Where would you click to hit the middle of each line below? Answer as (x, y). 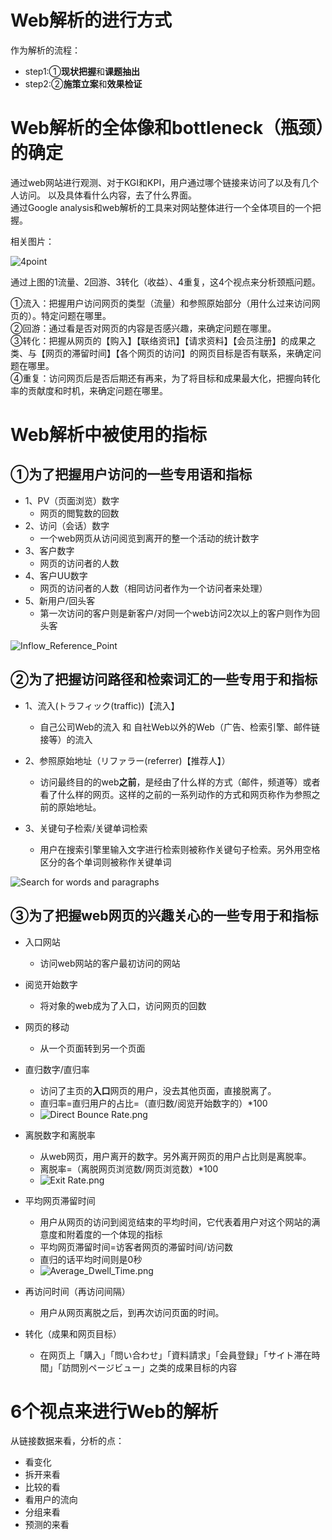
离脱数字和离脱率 (60, 1135)
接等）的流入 (66, 739)
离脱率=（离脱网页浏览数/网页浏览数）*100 (129, 1168)
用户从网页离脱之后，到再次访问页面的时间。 (132, 1312)
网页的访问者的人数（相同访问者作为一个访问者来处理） (153, 588)
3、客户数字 (49, 550)
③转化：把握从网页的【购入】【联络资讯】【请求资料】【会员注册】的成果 (159, 340)
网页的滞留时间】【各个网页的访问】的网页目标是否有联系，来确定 (178, 353)
